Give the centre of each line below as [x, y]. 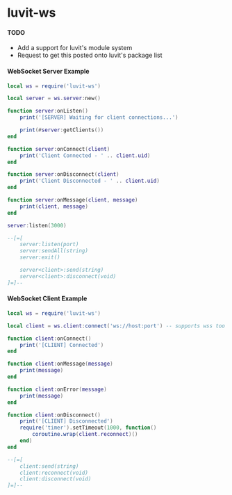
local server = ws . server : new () [54, 99]
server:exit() [40, 258]
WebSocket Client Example [47, 299]
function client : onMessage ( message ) [60, 364]
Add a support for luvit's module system [75, 48]
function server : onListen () [48, 111]
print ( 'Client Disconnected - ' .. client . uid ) [90, 181]
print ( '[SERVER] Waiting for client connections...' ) [99, 117]
